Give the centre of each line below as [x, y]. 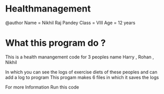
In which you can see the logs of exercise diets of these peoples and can [81, 72]
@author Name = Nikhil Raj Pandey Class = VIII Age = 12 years [70, 23]
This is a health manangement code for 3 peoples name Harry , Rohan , [80, 57]
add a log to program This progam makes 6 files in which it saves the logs [82, 77]
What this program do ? [56, 43]
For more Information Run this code [42, 87]
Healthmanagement [48, 9]
